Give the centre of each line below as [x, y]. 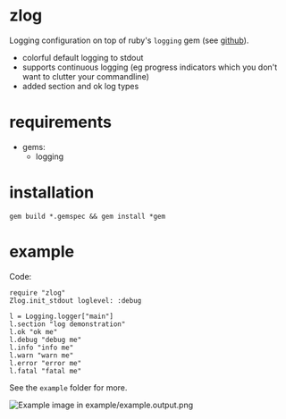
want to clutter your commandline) [86, 76]
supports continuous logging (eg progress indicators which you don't [150, 67]
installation [52, 193]
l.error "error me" [46, 363]
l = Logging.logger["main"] [62, 316]
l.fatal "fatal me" [46, 371]
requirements [60, 122]
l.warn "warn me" [42, 355]
